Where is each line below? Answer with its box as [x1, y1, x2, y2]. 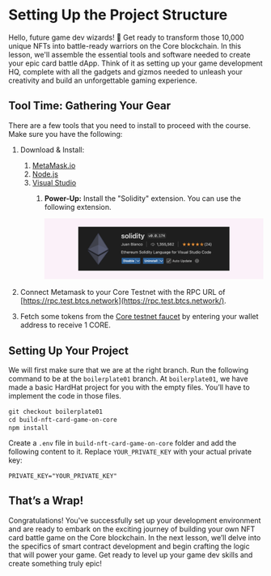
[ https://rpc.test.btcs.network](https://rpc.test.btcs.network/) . [19, 296, 227, 305]
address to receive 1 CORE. [19, 320, 111, 330]
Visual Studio [32, 177, 77, 187]
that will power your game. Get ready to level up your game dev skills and [8, 549, 253, 560]
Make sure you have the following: [8, 129, 123, 139]
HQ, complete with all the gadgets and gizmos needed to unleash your [8, 66, 243, 76]
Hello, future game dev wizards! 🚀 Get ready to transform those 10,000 [8, 32, 244, 42]
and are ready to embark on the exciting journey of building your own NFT [8, 524, 256, 534]
